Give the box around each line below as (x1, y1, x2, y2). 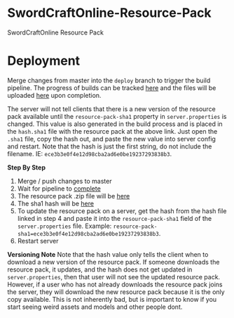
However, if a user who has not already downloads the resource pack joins (7, 280, 223, 288)
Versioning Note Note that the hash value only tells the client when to (7, 250, 209, 258)
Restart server (17, 236, 59, 245)
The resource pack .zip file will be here (17, 191, 130, 200)
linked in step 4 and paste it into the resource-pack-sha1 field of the (17, 214, 212, 222)
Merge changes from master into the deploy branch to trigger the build (7, 76, 211, 84)
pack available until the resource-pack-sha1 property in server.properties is (7, 112, 227, 120)
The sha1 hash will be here (17, 199, 95, 208)
